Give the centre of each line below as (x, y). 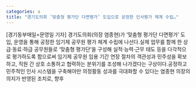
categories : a (23, 11)
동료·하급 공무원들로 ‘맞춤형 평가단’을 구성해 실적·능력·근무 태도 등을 (89, 49)
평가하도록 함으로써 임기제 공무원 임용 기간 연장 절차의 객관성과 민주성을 (94, 56)
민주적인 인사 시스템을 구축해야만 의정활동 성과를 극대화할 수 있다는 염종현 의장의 (98, 71)
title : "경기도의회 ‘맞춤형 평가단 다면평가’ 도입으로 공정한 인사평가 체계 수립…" (92, 17)
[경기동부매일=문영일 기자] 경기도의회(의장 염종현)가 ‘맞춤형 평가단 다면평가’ (93, 34)
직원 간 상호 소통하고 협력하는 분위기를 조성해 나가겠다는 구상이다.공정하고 (103, 64)
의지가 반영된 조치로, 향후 (35, 78)
